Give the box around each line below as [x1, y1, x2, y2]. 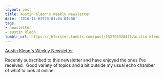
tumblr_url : [5, 35, 29, 39]
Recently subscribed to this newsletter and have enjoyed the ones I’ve [5, 57, 146, 63]
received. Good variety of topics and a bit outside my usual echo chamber [5, 62, 155, 68]
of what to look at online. [5, 67, 55, 73]
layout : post [5, 7, 32, 12]
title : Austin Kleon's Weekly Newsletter [5, 12, 91, 17]
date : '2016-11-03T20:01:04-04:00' [5, 16, 78, 21]
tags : [5, 20, 16, 26]
